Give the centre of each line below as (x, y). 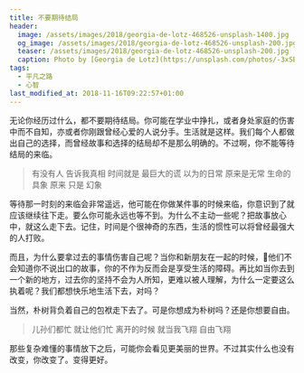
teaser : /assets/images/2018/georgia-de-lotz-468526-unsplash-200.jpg (153, 51)
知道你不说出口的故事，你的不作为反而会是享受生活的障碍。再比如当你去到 (156, 268)
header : (24, 26)
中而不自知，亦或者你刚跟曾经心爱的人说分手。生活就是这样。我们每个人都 (148, 131)
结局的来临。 (33, 154)
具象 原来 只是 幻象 (66, 184)
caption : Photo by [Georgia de (76, 60)
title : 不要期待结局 (44, 18)
